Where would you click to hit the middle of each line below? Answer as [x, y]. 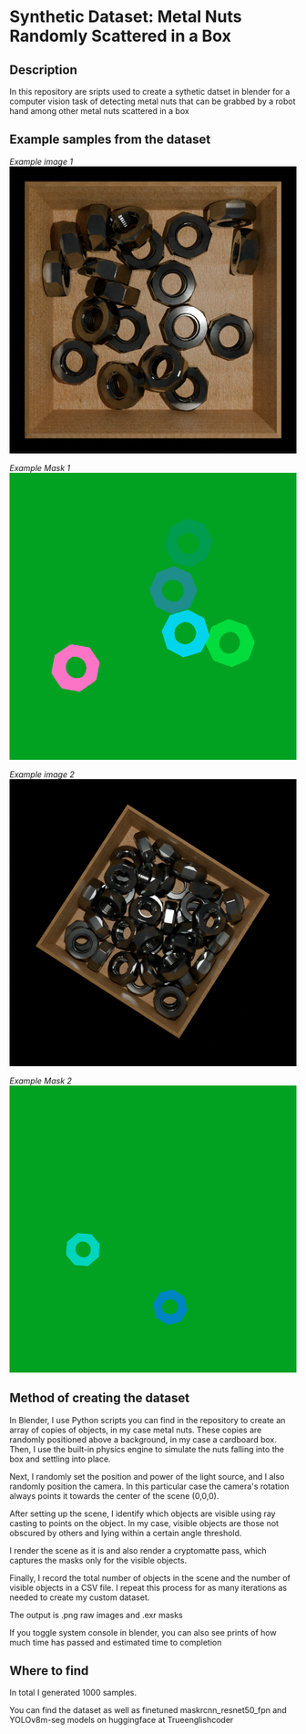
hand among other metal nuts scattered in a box [99, 111]
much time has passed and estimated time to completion [116, 1642]
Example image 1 [41, 161]
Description [43, 70]
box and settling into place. [60, 1459]
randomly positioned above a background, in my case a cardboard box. [143, 1439]
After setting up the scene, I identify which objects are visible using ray [143, 1513]
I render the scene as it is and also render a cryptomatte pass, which [138, 1550]
